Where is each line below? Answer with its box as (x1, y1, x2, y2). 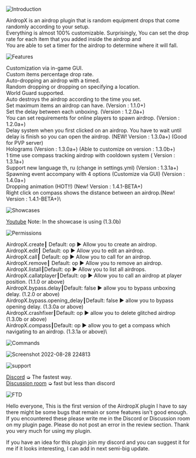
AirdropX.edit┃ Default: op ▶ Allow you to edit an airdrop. (6, 247, 145, 254)
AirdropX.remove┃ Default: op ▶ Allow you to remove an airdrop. (6, 260, 163, 266)
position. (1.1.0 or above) (6, 279, 65, 285)
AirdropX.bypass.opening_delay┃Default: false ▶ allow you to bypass (6, 297, 174, 304)
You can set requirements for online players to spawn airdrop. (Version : (6, 114, 180, 121)
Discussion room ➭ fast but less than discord (6, 380, 116, 386)
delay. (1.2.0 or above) (6, 291, 60, 297)
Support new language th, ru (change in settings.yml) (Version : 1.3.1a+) (6, 164, 179, 171)
